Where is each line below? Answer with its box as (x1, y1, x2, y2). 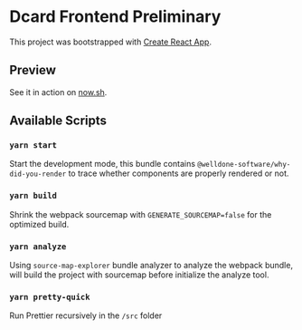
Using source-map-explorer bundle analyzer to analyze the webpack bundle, (9, 260, 294, 271)
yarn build (9, 190, 57, 201)
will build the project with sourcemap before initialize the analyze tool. (9, 269, 269, 280)
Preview (9, 63, 57, 78)
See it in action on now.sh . (9, 86, 108, 97)
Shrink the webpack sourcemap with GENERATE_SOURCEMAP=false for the (9, 209, 272, 219)
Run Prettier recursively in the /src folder (9, 310, 163, 321)
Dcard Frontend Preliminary (9, 6, 222, 27)
